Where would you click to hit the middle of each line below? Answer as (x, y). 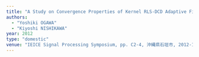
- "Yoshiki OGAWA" (34, 23)
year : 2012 (20, 34)
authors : (17, 17)
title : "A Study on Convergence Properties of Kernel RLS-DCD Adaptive (96, 12)
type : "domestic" (28, 39)
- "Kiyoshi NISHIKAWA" (39, 28)
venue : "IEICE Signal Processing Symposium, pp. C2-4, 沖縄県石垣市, (91, 45)
